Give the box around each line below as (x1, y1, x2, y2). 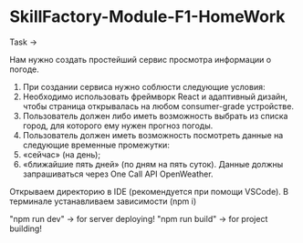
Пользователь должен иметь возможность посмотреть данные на (22, 129, 284, 140)
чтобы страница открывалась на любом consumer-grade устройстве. (22, 100, 295, 111)
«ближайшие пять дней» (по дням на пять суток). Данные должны (22, 158, 284, 169)
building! (9, 223, 43, 234)
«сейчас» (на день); (22, 148, 101, 160)
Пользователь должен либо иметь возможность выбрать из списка (22, 110, 288, 121)
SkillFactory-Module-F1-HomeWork (9, 6, 286, 27)
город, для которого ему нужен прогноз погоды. (22, 120, 214, 131)
